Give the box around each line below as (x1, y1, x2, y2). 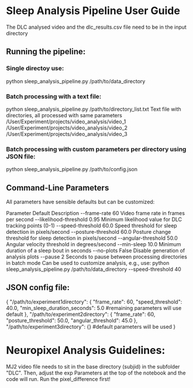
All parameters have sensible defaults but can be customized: (6, 198, 155, 206)
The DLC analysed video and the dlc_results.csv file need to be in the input (6, 23, 187, 30)
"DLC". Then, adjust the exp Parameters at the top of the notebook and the (6, 369, 186, 376)
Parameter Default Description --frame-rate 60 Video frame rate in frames (6, 210, 185, 217)
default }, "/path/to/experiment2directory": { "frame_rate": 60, (6, 311, 156, 318)
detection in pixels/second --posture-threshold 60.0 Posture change (6, 229, 171, 236)
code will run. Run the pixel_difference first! (6, 375, 111, 382)
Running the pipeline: (6, 47, 86, 57)
